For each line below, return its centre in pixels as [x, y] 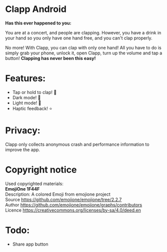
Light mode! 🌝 [27, 103]
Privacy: [23, 130]
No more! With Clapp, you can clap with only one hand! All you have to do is [83, 47]
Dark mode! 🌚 [26, 97]
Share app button [30, 244]
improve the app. [23, 149]
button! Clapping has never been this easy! [50, 58]
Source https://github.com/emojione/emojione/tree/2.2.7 [63, 199]
